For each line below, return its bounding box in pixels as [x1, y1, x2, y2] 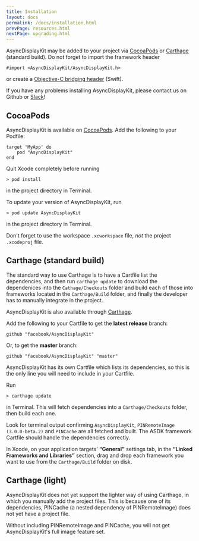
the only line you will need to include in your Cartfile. [6, 370, 135, 377]
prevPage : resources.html [6, 25, 70, 32]
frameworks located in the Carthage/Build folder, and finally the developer [6, 290, 188, 298]
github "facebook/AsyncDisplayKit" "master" [6, 353, 118, 359]
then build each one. [6, 409, 56, 417]
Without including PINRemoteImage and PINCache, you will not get [6, 521, 170, 529]
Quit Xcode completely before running [6, 165, 100, 172]
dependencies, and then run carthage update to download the [6, 277, 158, 284]
